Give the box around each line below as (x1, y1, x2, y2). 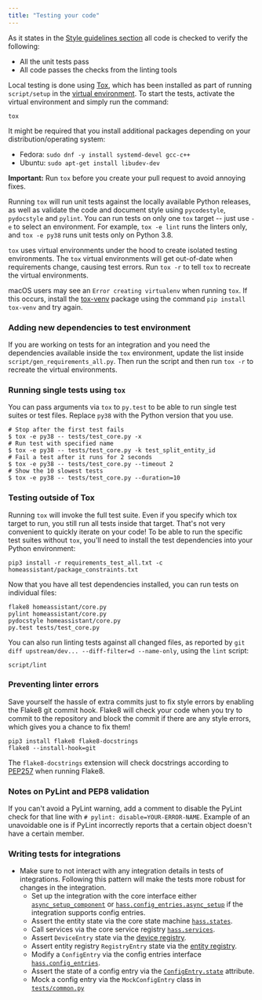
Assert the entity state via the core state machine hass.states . (31, 917, 233, 926)
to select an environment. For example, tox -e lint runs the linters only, (13, 222, 248, 231)
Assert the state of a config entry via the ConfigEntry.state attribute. (31, 966, 255, 976)
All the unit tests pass (19, 57, 89, 66)
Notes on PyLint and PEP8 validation (8, 785, 150, 796)
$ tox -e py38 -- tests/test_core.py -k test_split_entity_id (8, 447, 216, 454)
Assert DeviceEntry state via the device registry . (31, 933, 187, 943)
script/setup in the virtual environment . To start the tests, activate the (8, 88, 235, 98)
